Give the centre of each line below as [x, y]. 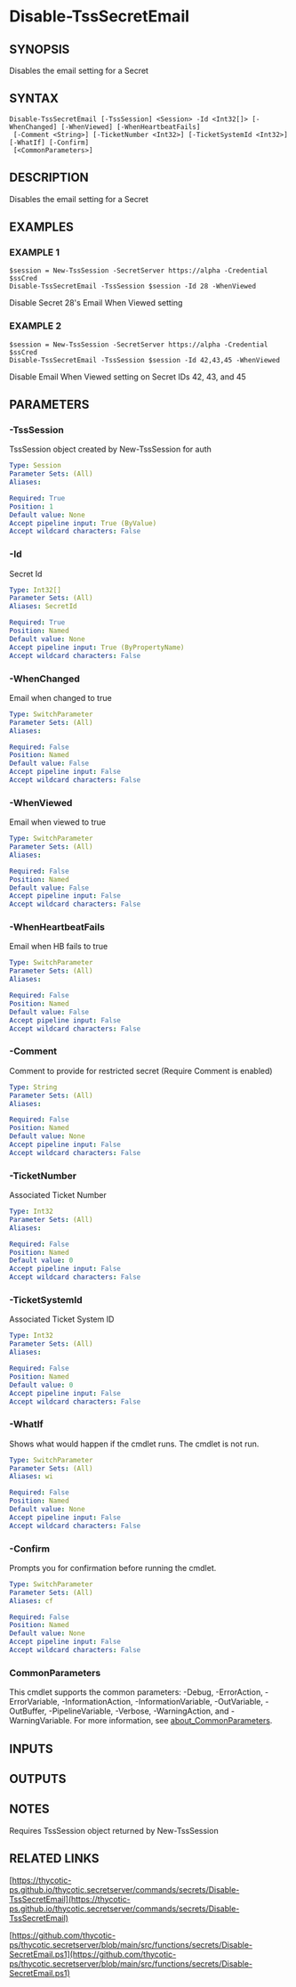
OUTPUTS [38, 1779]
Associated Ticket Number [58, 1195]
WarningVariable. [41, 1721]
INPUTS [31, 1749]
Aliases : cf [31, 1600]
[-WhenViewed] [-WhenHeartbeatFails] [131, 126]
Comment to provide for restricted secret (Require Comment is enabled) [141, 1071]
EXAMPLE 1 [35, 252]
